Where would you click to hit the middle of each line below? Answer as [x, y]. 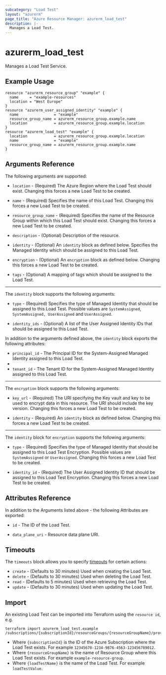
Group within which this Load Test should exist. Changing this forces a [84, 221]
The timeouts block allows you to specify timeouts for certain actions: [76, 562]
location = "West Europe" [36, 102]
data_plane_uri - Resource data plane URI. [56, 534]
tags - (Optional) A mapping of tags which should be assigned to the [82, 274]
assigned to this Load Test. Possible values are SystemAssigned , [77, 308]
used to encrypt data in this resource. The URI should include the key [83, 403]
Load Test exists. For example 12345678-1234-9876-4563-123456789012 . [84, 647]
